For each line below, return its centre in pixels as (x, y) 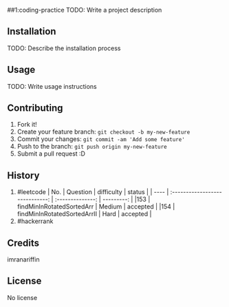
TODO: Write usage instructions (52, 86)
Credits (23, 243)
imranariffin (23, 260)
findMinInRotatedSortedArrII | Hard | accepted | (84, 214)
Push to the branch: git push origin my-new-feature (92, 147)
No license (22, 297)
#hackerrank (35, 221)
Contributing (35, 108)
